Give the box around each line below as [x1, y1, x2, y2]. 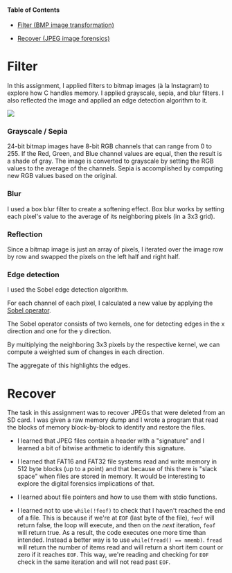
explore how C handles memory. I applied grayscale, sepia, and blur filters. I [7, 89, 224, 97]
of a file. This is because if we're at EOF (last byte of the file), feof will [17, 513, 215, 522]
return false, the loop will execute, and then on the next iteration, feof [17, 521, 216, 529]
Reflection [7, 229, 43, 239]
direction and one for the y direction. [7, 327, 112, 335]
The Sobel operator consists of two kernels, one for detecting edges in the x [7, 319, 225, 328]
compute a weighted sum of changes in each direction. [7, 348, 165, 356]
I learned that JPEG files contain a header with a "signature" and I [17, 437, 205, 445]
